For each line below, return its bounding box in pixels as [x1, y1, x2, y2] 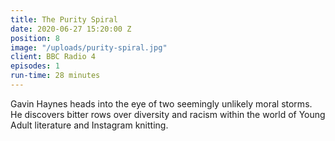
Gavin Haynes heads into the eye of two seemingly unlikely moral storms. [10, 97, 313, 110]
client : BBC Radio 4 [10, 52, 97, 62]
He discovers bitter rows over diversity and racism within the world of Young [10, 108, 326, 120]
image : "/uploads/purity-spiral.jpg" [10, 42, 168, 53]
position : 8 [10, 33, 60, 43]
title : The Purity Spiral [10, 14, 118, 25]
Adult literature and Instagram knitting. [10, 119, 169, 131]
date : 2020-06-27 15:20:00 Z [10, 24, 132, 34]
